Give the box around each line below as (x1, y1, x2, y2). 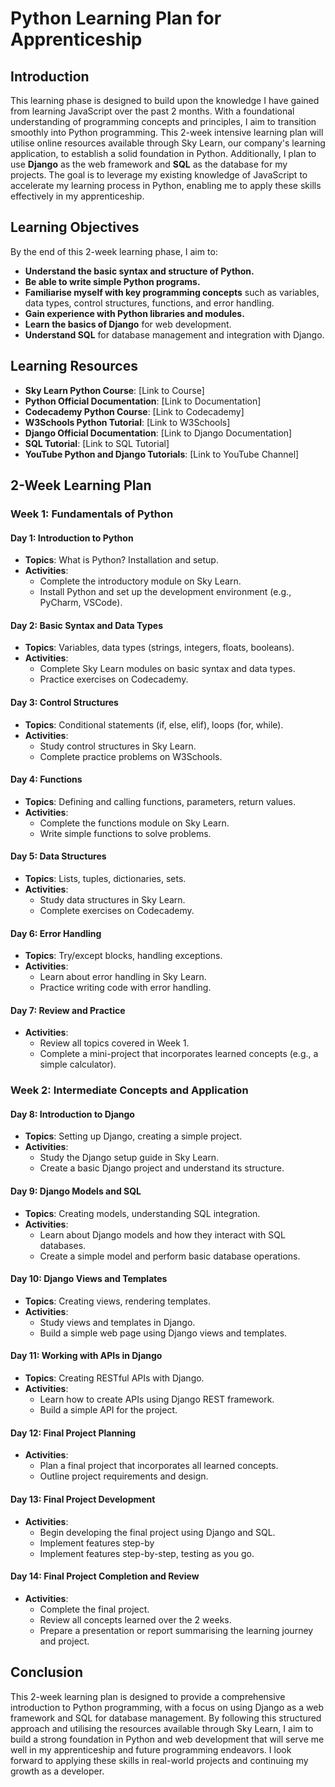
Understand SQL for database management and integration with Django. (24, 328, 325, 341)
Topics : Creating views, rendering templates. (24, 1295, 212, 1307)
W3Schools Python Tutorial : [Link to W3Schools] (24, 416, 231, 428)
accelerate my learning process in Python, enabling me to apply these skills (10, 180, 322, 191)
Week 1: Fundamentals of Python (10, 507, 174, 521)
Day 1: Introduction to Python (10, 532, 134, 544)
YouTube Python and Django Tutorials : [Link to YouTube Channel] (24, 448, 300, 460)
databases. (39, 1239, 87, 1251)
